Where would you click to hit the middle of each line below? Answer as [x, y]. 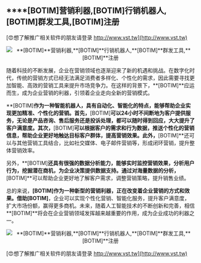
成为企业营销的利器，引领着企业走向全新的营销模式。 [87, 93]
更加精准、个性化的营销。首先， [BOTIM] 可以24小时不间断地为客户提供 [98, 113]
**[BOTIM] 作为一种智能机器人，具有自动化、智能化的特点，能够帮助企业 [96, 105]
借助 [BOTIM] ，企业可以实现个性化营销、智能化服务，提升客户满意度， [103, 198]
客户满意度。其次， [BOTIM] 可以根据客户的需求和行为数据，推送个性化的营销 [100, 128]
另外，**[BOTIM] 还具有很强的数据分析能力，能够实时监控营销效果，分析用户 [100, 163]
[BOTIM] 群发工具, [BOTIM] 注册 [63, 22]
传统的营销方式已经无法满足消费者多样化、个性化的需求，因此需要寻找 [103, 78]
